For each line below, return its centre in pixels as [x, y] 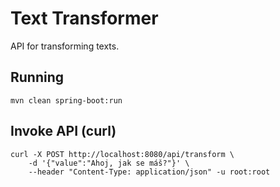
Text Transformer [84, 18]
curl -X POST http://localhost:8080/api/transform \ [122, 154]
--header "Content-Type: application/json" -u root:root [149, 172]
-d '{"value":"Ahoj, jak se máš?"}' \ [109, 163]
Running [37, 77]
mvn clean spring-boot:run [66, 100]
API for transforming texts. [65, 46]
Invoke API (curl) [63, 131]
